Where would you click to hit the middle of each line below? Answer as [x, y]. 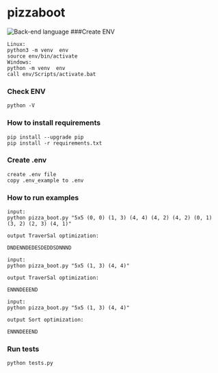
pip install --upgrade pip [45, 137]
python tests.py [30, 363]
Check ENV [26, 91]
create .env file [32, 174]
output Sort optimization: [45, 320]
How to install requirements [54, 123]
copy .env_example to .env [45, 180]
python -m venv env [37, 68]
